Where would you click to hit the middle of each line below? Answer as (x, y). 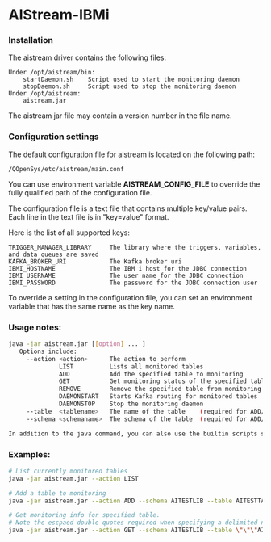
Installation (31, 40)
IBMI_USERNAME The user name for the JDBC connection (126, 275)
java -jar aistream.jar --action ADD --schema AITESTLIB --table (120, 501)
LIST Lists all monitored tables (131, 366)
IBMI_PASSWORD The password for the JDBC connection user (133, 283)
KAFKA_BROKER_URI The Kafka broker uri (95, 261)
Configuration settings (54, 137)
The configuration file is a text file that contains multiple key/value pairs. (128, 208)
